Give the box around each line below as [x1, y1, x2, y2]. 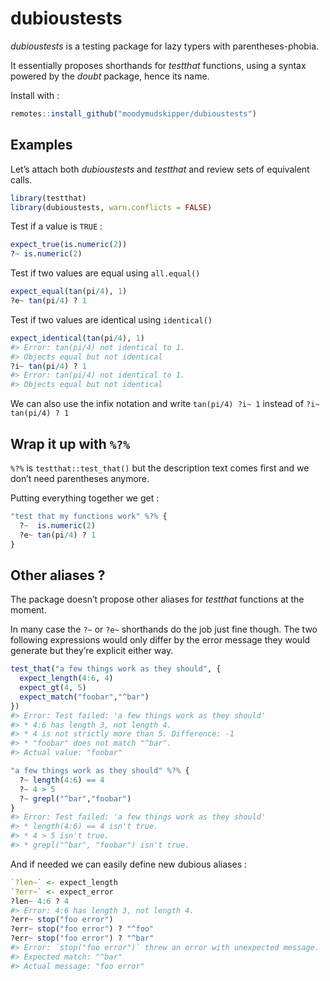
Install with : [10, 89, 60, 101]
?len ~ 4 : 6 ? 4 [10, 896, 70, 906]
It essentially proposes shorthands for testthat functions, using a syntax [10, 59, 307, 71]
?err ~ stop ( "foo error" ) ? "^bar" [10, 933, 155, 944]
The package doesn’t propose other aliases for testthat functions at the [10, 593, 305, 606]
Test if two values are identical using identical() [10, 313, 213, 326]
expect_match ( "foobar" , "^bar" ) [19, 692, 150, 702]
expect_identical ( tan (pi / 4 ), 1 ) [10, 333, 145, 343]
